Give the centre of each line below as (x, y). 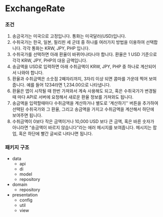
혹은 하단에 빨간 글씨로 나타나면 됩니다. (56, 134)
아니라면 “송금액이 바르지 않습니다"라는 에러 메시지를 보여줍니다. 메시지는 (82, 128)
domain (20, 184)
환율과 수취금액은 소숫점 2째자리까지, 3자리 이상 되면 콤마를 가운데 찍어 (80, 79)
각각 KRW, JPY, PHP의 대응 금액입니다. (50, 60)
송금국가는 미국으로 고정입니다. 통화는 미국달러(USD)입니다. (69, 36)
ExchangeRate (35, 9)
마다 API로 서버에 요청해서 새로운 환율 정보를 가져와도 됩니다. (75, 97)
